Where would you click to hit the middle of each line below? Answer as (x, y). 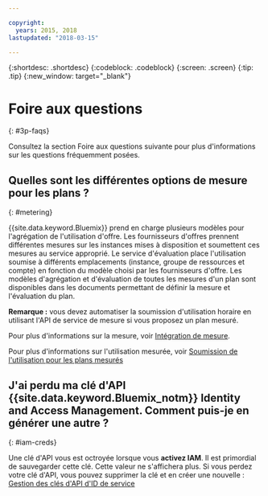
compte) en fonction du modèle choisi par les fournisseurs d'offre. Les (126, 271)
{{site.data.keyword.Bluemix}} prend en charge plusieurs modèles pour (126, 228)
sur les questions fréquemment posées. (74, 155)
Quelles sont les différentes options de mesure (128, 180)
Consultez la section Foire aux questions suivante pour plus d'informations (132, 146)
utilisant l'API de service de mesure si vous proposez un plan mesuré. (124, 320)
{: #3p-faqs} (29, 131)
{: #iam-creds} (33, 442)
